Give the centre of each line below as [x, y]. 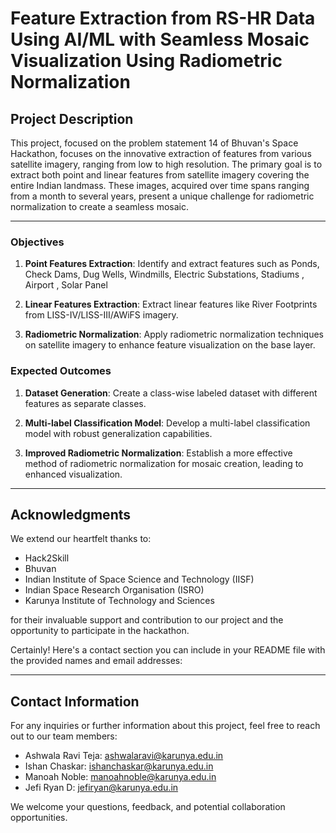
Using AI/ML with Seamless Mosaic [160, 39]
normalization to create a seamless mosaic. [99, 206]
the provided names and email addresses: [96, 661]
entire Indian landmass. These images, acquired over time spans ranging [160, 185]
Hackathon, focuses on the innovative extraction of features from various [161, 153]
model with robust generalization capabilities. [118, 433]
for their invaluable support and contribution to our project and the [147, 620]
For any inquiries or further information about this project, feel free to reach [165, 726]
